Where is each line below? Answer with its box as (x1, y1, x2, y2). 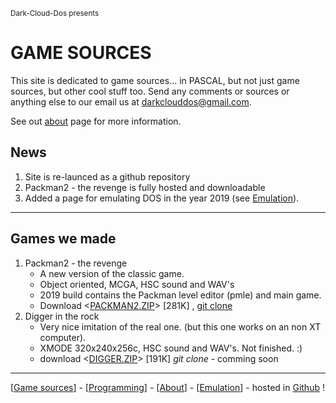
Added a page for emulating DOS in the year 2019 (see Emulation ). (24, 192, 300, 204)
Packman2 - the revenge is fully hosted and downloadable (24, 181, 266, 193)
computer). (39, 331, 87, 343)
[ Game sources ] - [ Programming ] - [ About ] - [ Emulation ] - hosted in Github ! (10, 381, 325, 393)
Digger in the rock (24, 310, 100, 322)
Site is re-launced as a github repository (24, 170, 191, 183)
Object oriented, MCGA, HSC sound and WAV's (39, 278, 235, 290)
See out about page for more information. (10, 115, 182, 127)
